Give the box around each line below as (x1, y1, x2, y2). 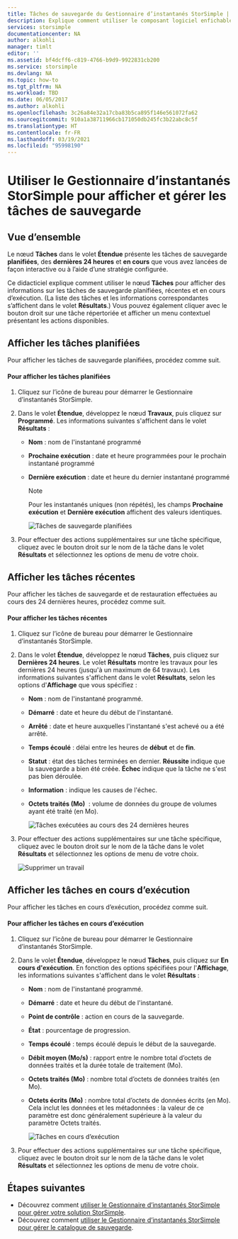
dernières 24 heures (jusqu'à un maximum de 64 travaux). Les (17, 666, 200, 674)
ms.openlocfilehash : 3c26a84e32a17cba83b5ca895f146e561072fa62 (7, 109, 198, 116)
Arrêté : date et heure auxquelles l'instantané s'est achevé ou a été (28, 722, 225, 730)
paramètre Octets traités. (28, 1118, 101, 1128)
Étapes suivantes (7, 1182, 86, 1194)
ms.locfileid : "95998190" (7, 143, 84, 150)
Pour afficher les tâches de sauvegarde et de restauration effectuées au (7, 589, 217, 598)
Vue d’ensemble (7, 231, 81, 243)
